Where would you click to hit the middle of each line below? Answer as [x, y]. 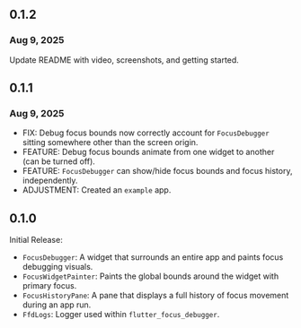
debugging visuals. [58, 267]
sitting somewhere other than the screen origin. [110, 142]
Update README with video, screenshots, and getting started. [124, 60]
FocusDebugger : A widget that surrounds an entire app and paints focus [153, 257]
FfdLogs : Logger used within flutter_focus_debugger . [121, 315]
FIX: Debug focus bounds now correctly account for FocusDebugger [146, 133]
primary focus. [49, 286]
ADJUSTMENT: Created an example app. [97, 190]
